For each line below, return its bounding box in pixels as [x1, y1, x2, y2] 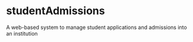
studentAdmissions [6, 4, 105, 18]
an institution [6, 30, 38, 37]
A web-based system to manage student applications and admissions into [6, 24, 187, 31]
